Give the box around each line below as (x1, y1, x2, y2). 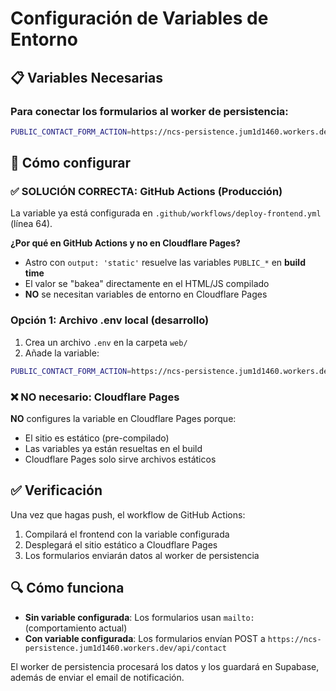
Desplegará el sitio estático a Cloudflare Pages (24, 538, 218, 551)
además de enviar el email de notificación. (10, 671, 185, 683)
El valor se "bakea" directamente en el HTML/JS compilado (24, 278, 270, 290)
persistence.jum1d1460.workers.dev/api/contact (24, 643, 227, 653)
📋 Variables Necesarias (10, 69, 164, 86)
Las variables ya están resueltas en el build (24, 442, 203, 454)
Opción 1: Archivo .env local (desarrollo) (10, 313, 210, 327)
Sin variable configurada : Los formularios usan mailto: (24, 611, 255, 623)
